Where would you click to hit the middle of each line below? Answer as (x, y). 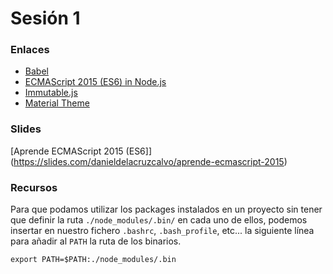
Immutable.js (51, 93)
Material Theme (57, 103)
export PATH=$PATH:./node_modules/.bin (93, 260)
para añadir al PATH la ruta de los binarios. (96, 241)
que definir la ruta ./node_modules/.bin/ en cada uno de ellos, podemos (159, 220)
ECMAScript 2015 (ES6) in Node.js (95, 82)
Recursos (34, 187)
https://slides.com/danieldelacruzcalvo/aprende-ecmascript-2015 (149, 161)
